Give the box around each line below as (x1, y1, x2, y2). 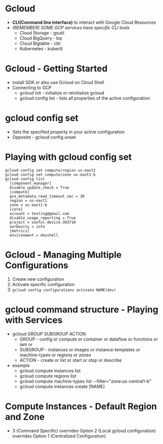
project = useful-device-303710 (9, 220, 76, 225)
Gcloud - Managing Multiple (5, 249, 122, 260)
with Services (5, 314, 63, 326)
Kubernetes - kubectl (19, 46, 63, 51)
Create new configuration (12, 276, 65, 282)
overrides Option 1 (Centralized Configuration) (12, 433, 106, 439)
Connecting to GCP (12, 85, 52, 91)
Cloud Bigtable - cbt (19, 40, 61, 46)
